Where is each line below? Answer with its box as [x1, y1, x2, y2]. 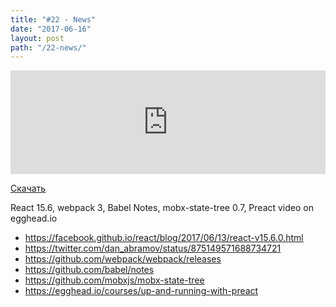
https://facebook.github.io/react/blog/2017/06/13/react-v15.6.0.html [24, 232, 304, 244]
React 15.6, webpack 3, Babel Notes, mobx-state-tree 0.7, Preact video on [10, 202, 314, 214]
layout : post [10, 33, 65, 43]
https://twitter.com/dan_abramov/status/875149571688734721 [24, 242, 282, 255]
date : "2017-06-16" [10, 24, 92, 34]
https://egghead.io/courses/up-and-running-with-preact [24, 285, 259, 297]
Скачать [10, 182, 47, 195]
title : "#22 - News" [10, 14, 97, 25]
